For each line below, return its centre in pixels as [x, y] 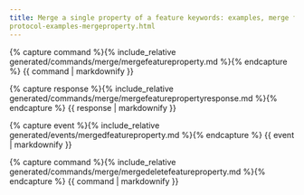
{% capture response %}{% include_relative [92, 88]
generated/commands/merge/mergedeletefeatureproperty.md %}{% [138, 172]
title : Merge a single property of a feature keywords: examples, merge [149, 18]
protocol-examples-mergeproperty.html [82, 26]
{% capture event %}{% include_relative [85, 125]
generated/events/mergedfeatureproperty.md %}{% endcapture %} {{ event [152, 135]
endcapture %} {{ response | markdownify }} [93, 107]
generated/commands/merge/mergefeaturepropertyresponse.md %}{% [143, 98]
